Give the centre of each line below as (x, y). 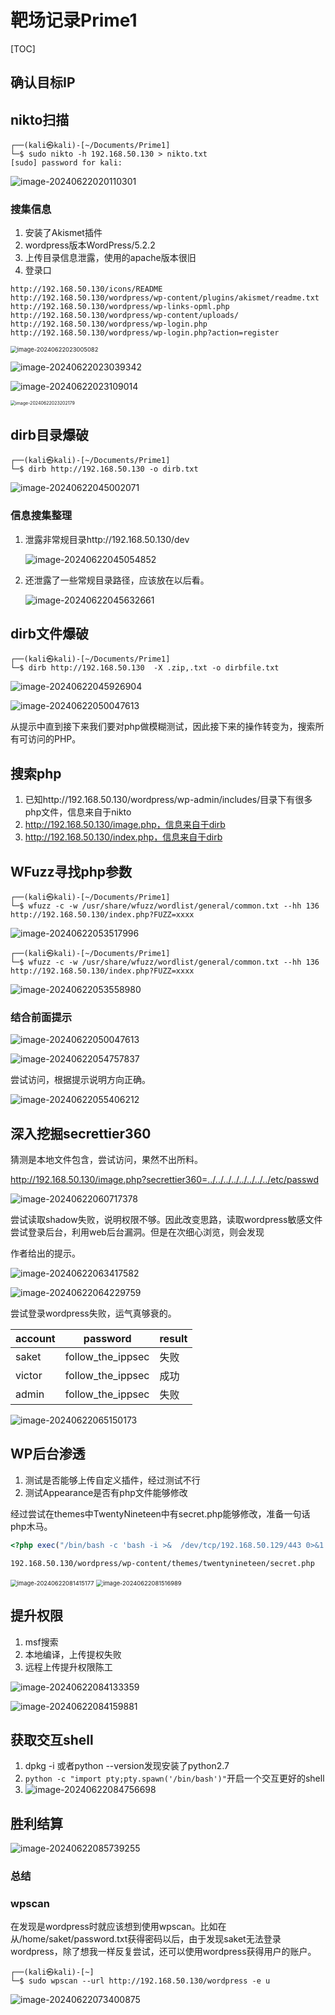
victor (29, 1376)
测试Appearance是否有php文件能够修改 (106, 1492)
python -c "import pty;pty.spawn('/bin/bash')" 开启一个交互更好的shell (174, 1778)
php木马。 (31, 1526)
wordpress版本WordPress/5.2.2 (90, 245)
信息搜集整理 (41, 516)
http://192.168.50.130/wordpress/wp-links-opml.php (120, 307)
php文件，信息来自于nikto (78, 812)
